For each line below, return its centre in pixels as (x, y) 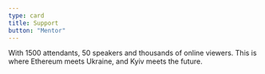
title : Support (34, 23)
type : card (26, 16)
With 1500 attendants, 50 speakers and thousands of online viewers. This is (132, 53)
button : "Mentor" (37, 30)
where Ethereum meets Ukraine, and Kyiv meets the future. (105, 61)
